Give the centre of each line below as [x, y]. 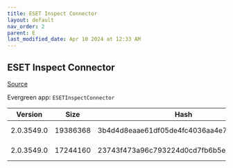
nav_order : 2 [26, 26]
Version [29, 114]
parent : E [21, 33]
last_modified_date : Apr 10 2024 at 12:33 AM [74, 39]
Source [17, 84]
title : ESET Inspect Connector [52, 13]
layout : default [31, 20]
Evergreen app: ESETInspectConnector [61, 97]
